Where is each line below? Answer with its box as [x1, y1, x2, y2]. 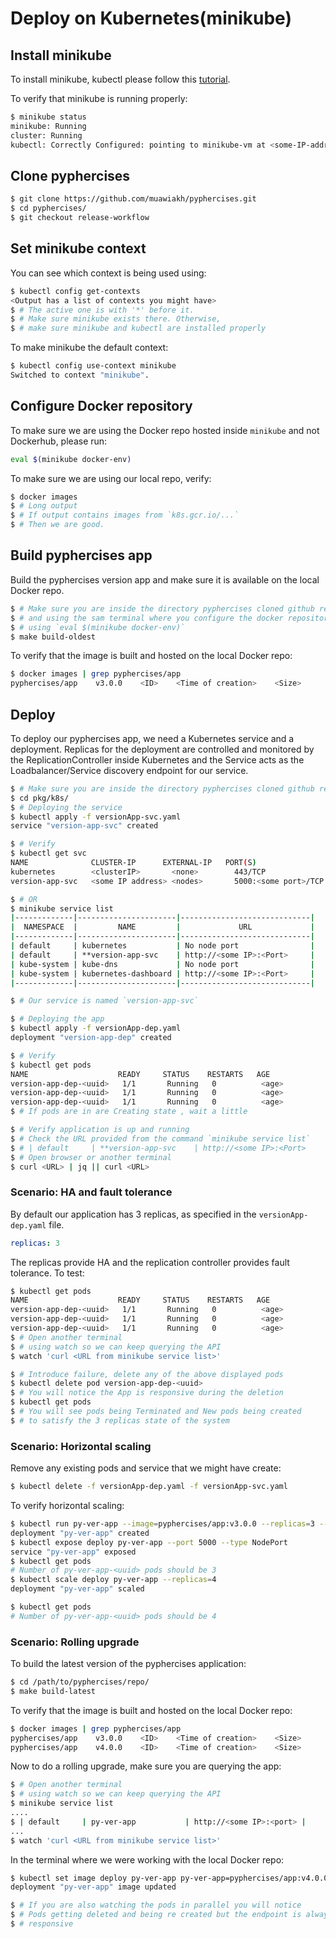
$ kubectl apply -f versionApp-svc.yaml [10, 812, 182, 822]
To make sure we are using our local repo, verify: [10, 472, 212, 484]
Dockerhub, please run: [10, 435, 108, 447]
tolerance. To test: [10, 1267, 85, 1279]
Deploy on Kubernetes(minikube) [10, 7, 292, 30]
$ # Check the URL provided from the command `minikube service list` [10, 1133, 311, 1144]
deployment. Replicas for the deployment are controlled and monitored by [10, 743, 315, 755]
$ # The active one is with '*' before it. [10, 305, 195, 315]
